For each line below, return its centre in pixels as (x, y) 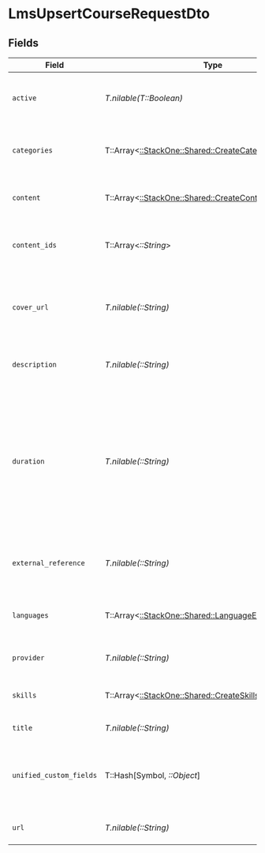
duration (28, 462)
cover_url (30, 308)
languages (30, 616)
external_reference (49, 563)
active (24, 98)
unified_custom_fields (54, 775)
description (35, 364)
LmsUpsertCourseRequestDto (109, 14)
